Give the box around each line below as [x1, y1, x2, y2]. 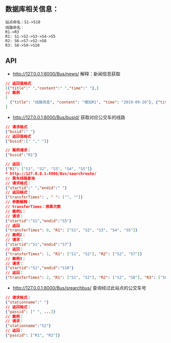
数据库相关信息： [5, 5, 59, 14]
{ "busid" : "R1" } [5, 152, 38, 158]
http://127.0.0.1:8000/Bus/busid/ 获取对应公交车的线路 [12, 114, 126, 120]
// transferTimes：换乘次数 [5, 204, 61, 209]
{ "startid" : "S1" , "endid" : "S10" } [5, 266, 74, 271]
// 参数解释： [5, 200, 32, 205]
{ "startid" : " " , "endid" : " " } [5, 185, 67, 191]
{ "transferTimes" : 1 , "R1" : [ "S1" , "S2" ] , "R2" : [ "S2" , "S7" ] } [5, 251, 142, 257]
